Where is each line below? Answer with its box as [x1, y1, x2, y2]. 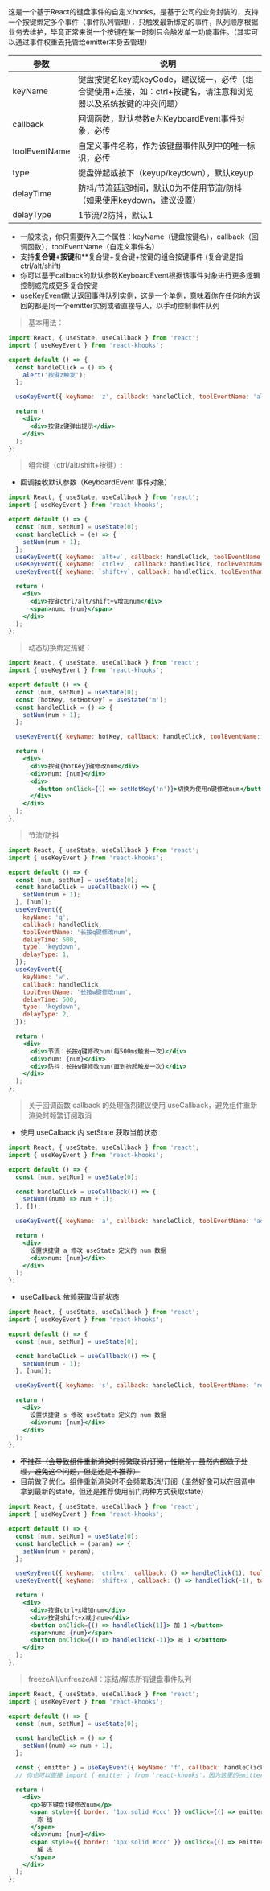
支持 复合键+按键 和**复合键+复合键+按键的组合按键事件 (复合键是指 [19, 252, 243, 262]
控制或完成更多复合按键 [19, 281, 98, 290]
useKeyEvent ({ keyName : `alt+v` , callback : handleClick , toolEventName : [15, 553, 264, 561]
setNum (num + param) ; [22, 1547, 95, 1555]
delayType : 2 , [22, 1011, 70, 1019]
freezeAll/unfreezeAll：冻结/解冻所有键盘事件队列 [27, 1674, 192, 1683]
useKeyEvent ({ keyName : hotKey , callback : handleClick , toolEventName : [15, 733, 261, 741]
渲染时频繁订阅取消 [27, 1110, 92, 1120]
